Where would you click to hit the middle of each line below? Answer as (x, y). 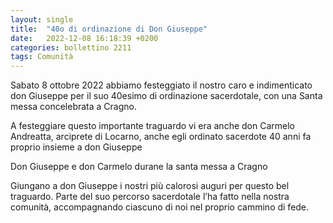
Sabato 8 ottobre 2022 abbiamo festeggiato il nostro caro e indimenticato (161, 85)
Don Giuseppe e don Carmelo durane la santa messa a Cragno (139, 167)
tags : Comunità (42, 57)
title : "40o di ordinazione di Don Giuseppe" (109, 29)
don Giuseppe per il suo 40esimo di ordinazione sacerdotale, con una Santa (166, 96)
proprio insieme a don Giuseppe (76, 147)
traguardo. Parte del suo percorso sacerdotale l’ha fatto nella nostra (150, 197)
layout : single (42, 19)
